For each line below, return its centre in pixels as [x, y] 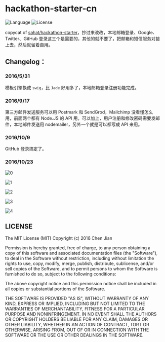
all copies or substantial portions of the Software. [55, 289]
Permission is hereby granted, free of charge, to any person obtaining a [78, 248]
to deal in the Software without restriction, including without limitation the [80, 258]
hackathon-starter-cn [51, 9]
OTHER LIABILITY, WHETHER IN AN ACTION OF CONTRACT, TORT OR [77, 325]
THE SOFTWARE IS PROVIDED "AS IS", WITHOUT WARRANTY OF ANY [77, 299]
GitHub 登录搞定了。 [26, 149]
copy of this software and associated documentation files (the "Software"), [82, 253]
